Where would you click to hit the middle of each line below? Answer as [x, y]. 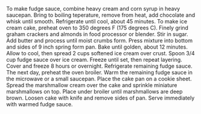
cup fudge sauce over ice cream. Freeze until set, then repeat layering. [94, 60]
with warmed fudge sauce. [40, 104]
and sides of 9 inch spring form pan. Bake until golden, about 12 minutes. [97, 47]
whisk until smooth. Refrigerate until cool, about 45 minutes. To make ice [97, 21]
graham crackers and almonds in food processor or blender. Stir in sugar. [97, 34]
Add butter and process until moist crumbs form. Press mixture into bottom [100, 40]
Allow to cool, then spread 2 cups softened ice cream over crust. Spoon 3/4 [101, 53]
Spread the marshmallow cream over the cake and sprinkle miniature [92, 85]
